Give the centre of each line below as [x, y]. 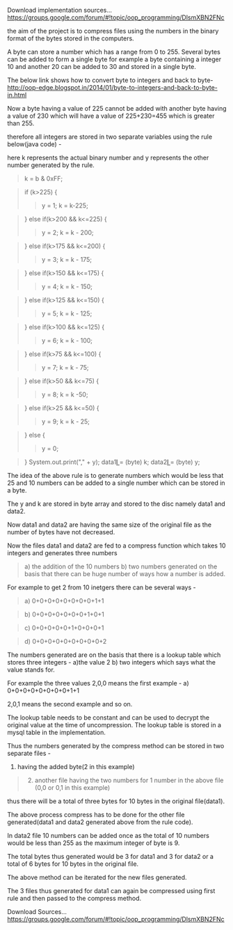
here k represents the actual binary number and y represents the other [108, 157]
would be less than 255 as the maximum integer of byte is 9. [94, 843]
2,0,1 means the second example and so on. [70, 704]
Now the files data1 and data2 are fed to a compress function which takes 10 [116, 545]
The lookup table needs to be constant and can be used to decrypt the [109, 718]
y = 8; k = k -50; [65, 394]
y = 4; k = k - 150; [67, 286]
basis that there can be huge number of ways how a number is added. [125, 574]
